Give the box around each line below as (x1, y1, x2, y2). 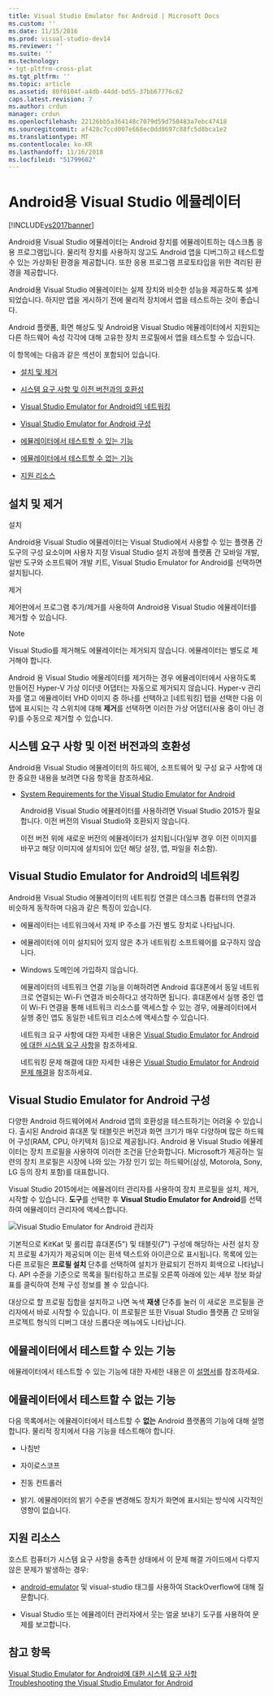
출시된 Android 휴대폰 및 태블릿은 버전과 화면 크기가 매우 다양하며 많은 (19, 1126, 242, 1136)
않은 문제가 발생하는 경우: (8, 1564, 89, 1574)
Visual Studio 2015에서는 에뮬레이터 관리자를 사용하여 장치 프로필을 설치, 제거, (8, 1184, 258, 1195)
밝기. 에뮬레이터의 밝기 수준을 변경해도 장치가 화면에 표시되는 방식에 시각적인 (19, 1495, 264, 1505)
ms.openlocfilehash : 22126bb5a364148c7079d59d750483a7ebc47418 (8, 118, 227, 126)
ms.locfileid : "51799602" (8, 155, 96, 163)
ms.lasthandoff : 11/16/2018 (8, 148, 104, 156)
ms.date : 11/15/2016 (8, 27, 79, 35)
